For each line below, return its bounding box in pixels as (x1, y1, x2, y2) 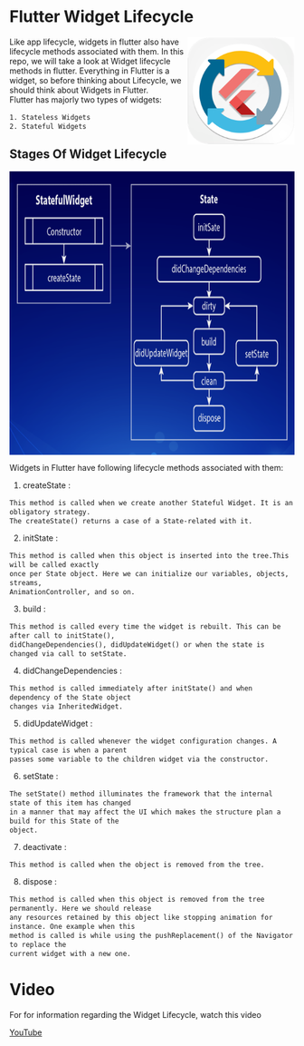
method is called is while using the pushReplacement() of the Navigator (9, 931, 294, 940)
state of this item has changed (9, 798, 131, 807)
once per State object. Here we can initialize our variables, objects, (9, 569, 290, 578)
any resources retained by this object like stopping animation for (9, 913, 273, 922)
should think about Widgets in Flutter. (9, 84, 149, 95)
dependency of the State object (9, 692, 131, 702)
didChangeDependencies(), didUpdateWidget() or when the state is (9, 640, 265, 650)
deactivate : (22, 841, 67, 852)
